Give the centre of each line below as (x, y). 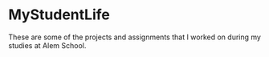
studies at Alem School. (47, 45)
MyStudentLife (59, 15)
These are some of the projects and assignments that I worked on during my (134, 37)
